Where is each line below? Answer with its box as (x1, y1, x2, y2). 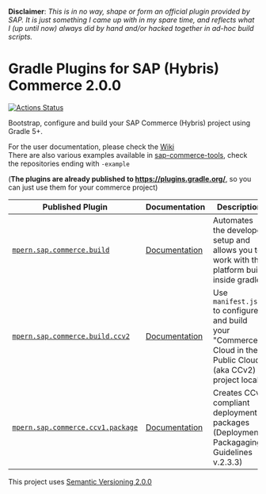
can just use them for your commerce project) (8, 182, 158, 192)
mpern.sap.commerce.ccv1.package (12, 423, 139, 431)
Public (212, 354, 237, 366)
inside (212, 274, 236, 285)
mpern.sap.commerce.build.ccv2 (12, 331, 131, 340)
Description (216, 201, 263, 213)
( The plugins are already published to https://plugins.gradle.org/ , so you (8, 174, 252, 183)
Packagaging (212, 436, 262, 447)
